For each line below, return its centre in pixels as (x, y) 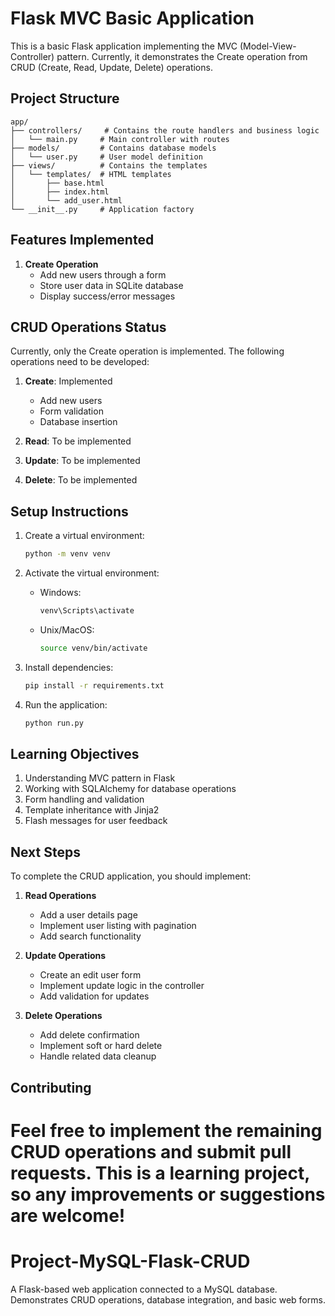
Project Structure (65, 98)
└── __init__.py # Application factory (102, 209)
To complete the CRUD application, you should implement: (131, 876)
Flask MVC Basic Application (132, 18)
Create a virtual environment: (84, 536)
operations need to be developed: (80, 362)
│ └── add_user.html (66, 200)
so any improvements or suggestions (168, 1194)
